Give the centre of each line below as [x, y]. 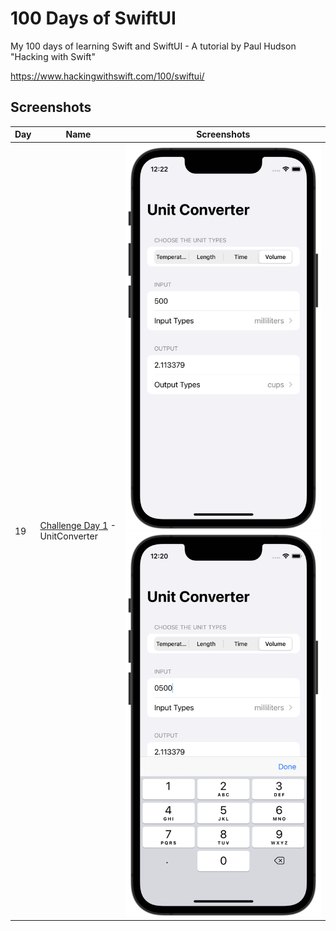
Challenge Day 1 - [78, 526]
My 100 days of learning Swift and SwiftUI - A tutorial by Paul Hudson [153, 46]
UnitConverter [68, 536]
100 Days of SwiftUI [93, 18]
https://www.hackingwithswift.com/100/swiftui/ [107, 76]
